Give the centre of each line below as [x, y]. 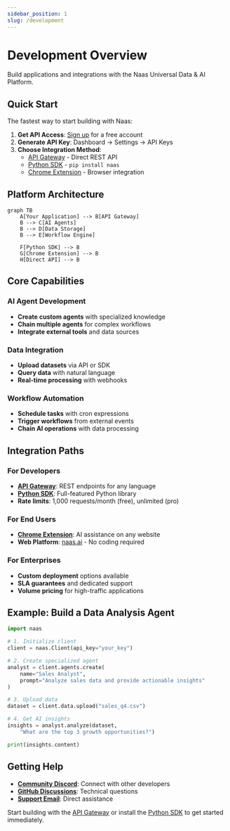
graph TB [20, 211]
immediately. [26, 820]
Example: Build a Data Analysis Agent [91, 613]
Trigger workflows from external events [76, 421]
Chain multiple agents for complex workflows [84, 324]
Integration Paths [46, 451]
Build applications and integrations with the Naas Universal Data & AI [106, 75]
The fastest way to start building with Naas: [70, 121]
